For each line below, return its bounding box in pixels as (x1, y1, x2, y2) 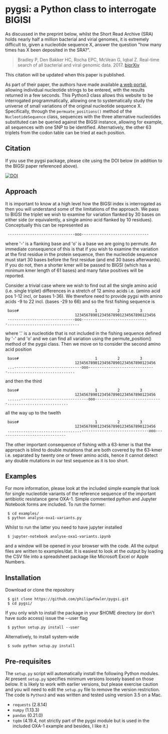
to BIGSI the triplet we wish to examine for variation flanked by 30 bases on (5, 211, 161, 217)
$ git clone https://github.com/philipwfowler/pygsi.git (7, 597, 129, 602)
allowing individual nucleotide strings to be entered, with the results (5, 87, 145, 93)
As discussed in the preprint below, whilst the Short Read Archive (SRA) (5, 31, 153, 37)
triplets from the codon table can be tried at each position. (5, 129, 126, 135)
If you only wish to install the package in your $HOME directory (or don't (5, 610, 155, 616)
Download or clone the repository (5, 587, 75, 593)
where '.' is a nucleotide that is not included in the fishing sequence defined (5, 330, 161, 336)
